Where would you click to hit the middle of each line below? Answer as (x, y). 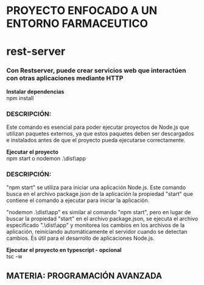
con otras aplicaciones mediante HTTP (65, 78)
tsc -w (14, 256)
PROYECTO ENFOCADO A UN (82, 11)
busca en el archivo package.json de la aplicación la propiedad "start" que (100, 194)
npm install (20, 98)
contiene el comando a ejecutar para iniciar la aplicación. (78, 200)
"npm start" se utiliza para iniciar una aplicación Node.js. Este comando (96, 187)
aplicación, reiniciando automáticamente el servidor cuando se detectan (97, 232)
